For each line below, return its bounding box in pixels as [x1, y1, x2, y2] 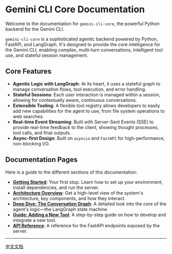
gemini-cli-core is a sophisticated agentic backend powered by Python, [5, 36, 158, 42]
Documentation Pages [5, 155, 78, 164]
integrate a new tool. [12, 217, 56, 223]
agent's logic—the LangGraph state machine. [12, 206, 109, 212]
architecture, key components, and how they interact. [12, 195, 126, 201]
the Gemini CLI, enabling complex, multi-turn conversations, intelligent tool [5, 47, 163, 53]
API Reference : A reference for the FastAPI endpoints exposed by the [12, 222, 160, 228]
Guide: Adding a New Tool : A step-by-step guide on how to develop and [12, 211, 166, 218]
